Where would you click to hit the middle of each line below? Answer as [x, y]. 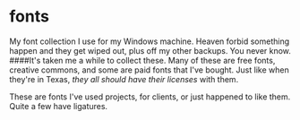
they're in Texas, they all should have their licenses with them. [124, 79]
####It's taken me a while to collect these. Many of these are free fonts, [142, 60]
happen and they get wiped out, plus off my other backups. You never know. [150, 50]
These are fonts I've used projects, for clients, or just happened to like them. [150, 97]
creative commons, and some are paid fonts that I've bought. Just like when [149, 70]
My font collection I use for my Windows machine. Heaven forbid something [150, 41]
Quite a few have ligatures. [59, 106]
